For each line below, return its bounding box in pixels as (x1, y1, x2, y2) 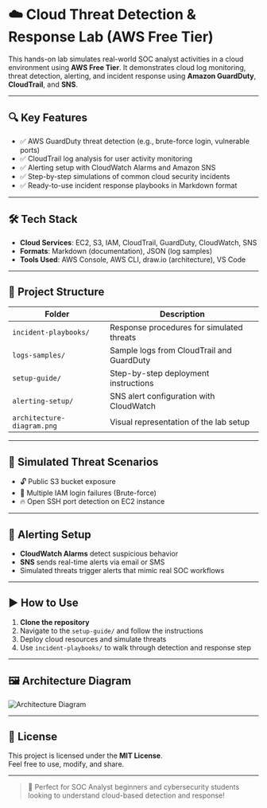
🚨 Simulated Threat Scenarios (8, 455, 159, 469)
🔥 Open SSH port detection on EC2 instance (19, 497, 165, 506)
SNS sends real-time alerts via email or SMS (19, 557, 165, 567)
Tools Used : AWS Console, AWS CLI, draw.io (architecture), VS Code (19, 255, 246, 264)
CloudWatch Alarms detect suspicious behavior (19, 549, 179, 558)
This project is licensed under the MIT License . (8, 751, 163, 760)
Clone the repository (19, 617, 90, 626)
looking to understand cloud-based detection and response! (27, 790, 225, 800)
